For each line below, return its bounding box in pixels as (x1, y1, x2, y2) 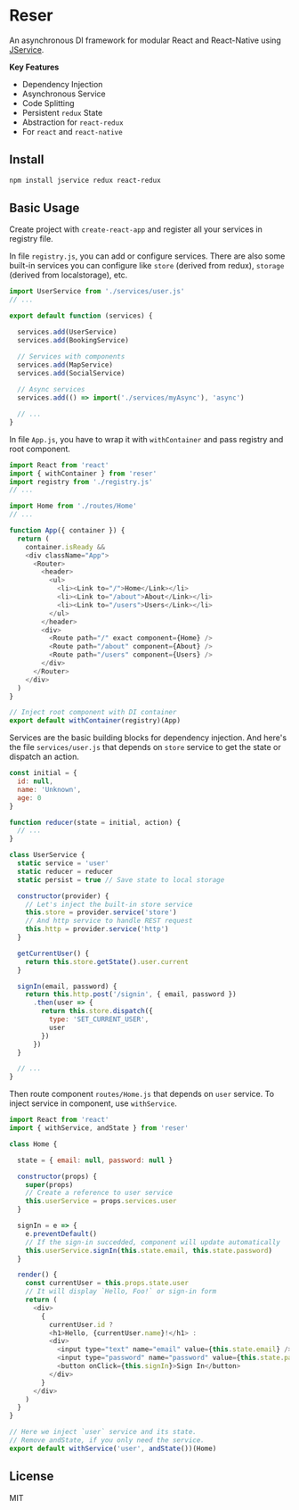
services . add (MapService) (17, 360, 114, 369)
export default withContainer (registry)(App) (9, 716, 181, 725)
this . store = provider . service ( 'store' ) (25, 908, 177, 917)
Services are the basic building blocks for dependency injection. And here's (9, 732, 287, 743)
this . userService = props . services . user (25, 1197, 177, 1206)
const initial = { (9, 769, 77, 778)
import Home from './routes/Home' (9, 501, 138, 511)
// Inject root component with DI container (9, 708, 177, 717)
